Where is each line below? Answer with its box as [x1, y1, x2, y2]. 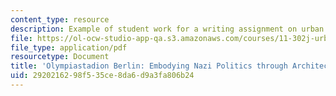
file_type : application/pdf [10, 42, 128, 53]
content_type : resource [10, 14, 110, 25]
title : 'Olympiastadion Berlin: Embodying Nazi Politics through [10, 61, 288, 71]
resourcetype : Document [10, 52, 110, 62]
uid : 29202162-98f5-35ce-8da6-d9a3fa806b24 [10, 71, 195, 81]
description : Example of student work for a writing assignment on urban [10, 24, 325, 34]
